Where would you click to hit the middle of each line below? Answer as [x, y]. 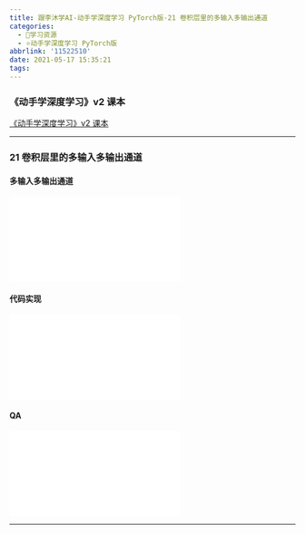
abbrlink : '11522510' [50, 52]
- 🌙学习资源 [37, 34]
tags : [20, 69]
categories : [32, 26]
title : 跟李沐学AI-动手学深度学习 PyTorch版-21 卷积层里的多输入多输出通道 [138, 18]
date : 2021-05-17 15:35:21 [60, 60]
